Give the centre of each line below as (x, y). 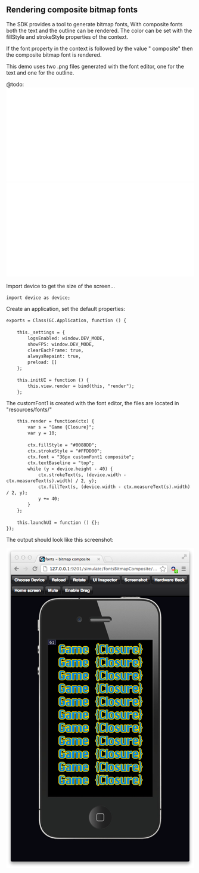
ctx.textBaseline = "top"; (61, 463)
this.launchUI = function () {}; (58, 522)
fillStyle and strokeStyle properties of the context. (67, 37)
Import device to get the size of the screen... (60, 286)
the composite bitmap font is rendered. (54, 55)
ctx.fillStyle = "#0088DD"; (62, 445)
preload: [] (43, 362)
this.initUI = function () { (53, 380)
